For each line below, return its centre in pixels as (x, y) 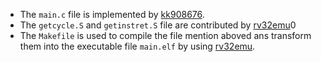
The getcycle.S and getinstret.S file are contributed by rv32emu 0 (158, 25)
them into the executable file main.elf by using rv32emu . (137, 46)
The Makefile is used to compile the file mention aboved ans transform (165, 35)
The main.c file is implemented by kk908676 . (112, 14)
